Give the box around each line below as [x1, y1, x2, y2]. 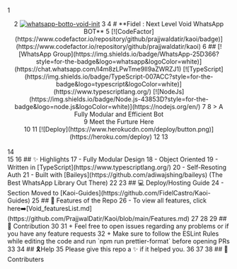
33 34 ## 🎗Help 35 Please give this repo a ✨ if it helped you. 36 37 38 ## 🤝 [7, 245, 229, 253]
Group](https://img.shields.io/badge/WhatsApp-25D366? [52, 50, 219, 58]
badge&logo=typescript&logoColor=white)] [55, 80, 183, 88]
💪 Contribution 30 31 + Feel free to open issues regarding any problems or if [7, 222, 229, 230]
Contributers [7, 255, 45, 263]
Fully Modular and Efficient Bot [74, 110, 164, 118]
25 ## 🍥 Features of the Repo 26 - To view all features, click [31, 196, 207, 205]
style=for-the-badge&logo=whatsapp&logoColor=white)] [35, 57, 202, 66]
